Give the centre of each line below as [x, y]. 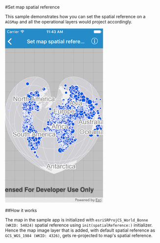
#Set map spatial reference [33, 7]
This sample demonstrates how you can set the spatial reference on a [75, 16]
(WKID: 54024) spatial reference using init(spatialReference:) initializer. [79, 225]
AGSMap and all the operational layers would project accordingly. [69, 22]
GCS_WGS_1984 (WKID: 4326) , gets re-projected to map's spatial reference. [79, 235]
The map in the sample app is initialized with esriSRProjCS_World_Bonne [77, 220]
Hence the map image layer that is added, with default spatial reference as [80, 230]
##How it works [21, 210]
